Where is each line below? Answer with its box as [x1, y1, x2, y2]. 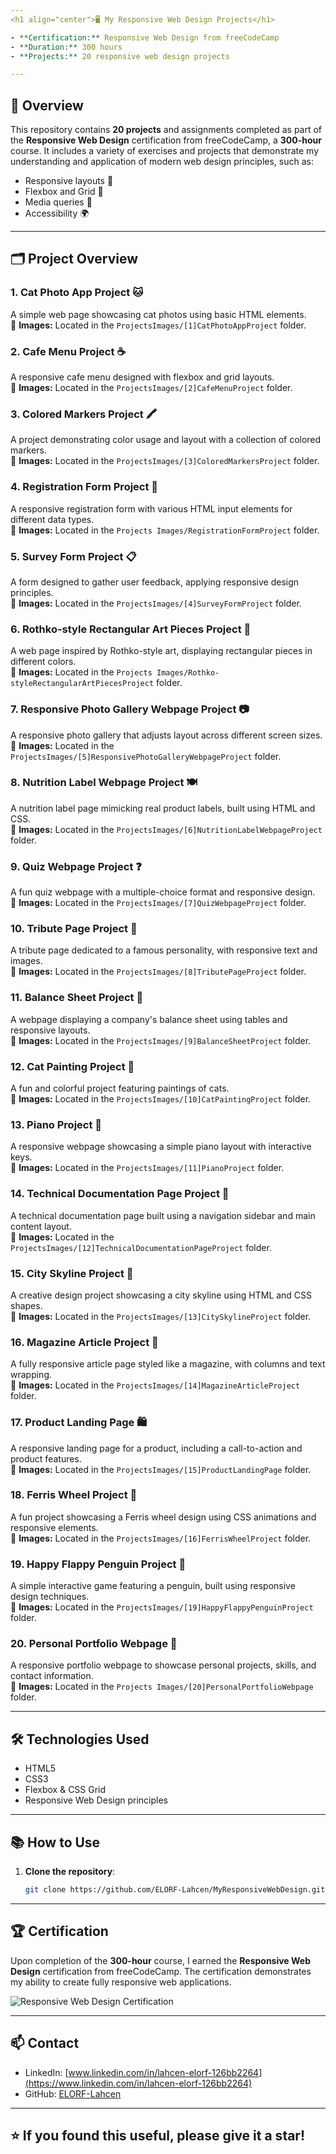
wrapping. [10, 1369, 53, 1381]
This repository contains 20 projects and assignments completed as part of [10, 124, 323, 136]
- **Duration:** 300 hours [10, 42, 123, 52]
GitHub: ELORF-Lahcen [24, 2087, 122, 2100]
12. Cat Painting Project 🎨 [10, 1059, 135, 1073]
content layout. [10, 1220, 72, 1232]
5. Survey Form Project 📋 [10, 549, 137, 563]
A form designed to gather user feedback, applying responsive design [10, 576, 300, 588]
